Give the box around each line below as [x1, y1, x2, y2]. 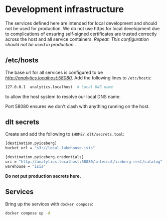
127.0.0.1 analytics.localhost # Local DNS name [5, 84, 113, 89]
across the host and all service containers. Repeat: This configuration [5, 36, 149, 42]
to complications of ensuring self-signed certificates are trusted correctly [5, 31, 157, 37]
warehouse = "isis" [5, 164, 46, 169]
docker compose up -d [5, 210, 51, 215]
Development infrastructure [5, 4, 124, 15]
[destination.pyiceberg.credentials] [5, 155, 84, 160]
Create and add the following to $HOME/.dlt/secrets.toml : [5, 131, 124, 137]
